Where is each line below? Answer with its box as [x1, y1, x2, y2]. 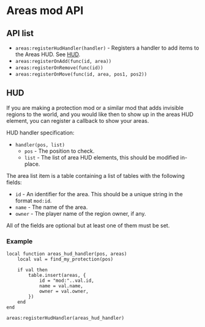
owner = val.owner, [39, 288, 89, 295]
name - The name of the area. [15, 203, 88, 211]
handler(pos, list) [15, 142, 65, 148]
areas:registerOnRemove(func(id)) [15, 65, 103, 71]
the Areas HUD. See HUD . [15, 51, 81, 58]
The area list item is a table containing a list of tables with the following [6, 172, 185, 179]
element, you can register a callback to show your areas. [6, 117, 149, 124]
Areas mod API [6, 4, 84, 18]
